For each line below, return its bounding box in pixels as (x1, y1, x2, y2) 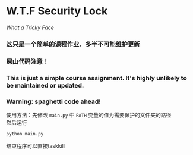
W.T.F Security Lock (6, 4, 108, 18)
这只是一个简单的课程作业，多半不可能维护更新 (6, 40, 140, 48)
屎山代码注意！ (6, 57, 49, 66)
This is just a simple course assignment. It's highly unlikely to (6, 73, 187, 82)
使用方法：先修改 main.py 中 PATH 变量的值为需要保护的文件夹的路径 (6, 111, 172, 119)
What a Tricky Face (6, 24, 55, 31)
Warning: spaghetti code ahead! (6, 97, 101, 106)
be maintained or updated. (6, 81, 84, 89)
